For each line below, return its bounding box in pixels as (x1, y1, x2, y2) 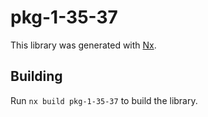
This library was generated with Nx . (10, 39, 157, 51)
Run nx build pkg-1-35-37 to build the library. (10, 94, 198, 106)
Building (10, 68, 63, 85)
